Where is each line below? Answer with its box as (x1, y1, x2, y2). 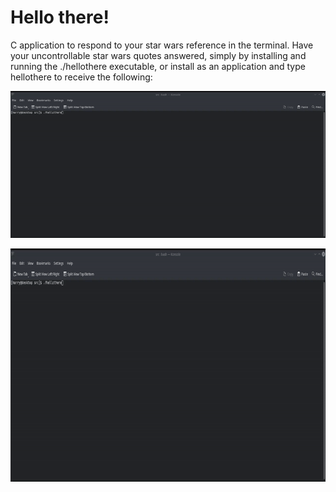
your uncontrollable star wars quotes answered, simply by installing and (10, 49, 307, 61)
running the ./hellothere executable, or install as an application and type (10, 60, 306, 72)
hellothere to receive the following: (10, 71, 153, 83)
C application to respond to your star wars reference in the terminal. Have (10, 39, 314, 51)
